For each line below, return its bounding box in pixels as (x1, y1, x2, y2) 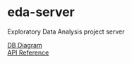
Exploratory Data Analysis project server (7, 27, 125, 36)
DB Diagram (7, 41, 42, 49)
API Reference (7, 48, 49, 57)
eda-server (7, 4, 76, 20)
